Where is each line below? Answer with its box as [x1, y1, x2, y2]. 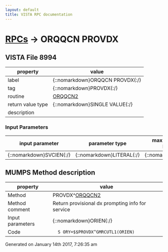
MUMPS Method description [5, 168, 95, 177]
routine [7, 93, 24, 100]
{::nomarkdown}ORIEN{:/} [52, 217, 112, 224]
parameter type [88, 140, 126, 147]
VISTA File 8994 [5, 53, 57, 62]
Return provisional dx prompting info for [52, 200, 146, 207]
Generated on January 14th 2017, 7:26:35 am [5, 241, 97, 247]
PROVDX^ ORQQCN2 [52, 192, 101, 199]
